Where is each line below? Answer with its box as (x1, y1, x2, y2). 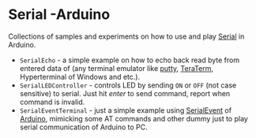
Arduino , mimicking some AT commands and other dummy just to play (19, 114, 249, 123)
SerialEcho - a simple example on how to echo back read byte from (19, 55, 239, 65)
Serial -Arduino (8, 6, 111, 24)
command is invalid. (19, 97, 85, 106)
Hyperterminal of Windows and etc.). (19, 72, 141, 81)
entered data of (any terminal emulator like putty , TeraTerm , (19, 63, 213, 73)
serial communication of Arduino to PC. (19, 122, 148, 132)
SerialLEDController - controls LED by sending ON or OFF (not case (19, 80, 237, 90)
